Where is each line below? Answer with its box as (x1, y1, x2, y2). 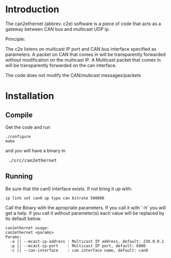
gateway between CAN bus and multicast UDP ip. (5, 26, 110, 32)
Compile (5, 110, 33, 119)
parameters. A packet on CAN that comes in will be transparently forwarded (5, 51, 166, 57)
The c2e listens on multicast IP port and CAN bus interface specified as (5, 46, 157, 52)
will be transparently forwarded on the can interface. (5, 62, 117, 68)
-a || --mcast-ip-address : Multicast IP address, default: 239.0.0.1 (10, 239, 164, 244)
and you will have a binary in (5, 147, 66, 153)
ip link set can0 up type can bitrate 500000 (5, 195, 104, 201)
